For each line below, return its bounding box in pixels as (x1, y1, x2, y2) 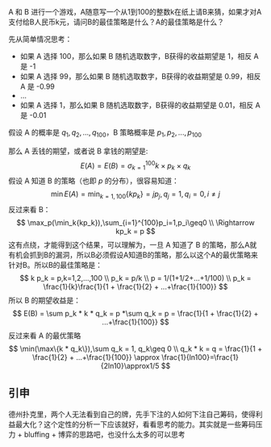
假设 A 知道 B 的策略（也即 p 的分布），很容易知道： (8, 176, 180, 186)
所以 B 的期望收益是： (8, 295, 81, 305)
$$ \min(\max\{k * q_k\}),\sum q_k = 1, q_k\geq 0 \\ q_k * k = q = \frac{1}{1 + (8, 344, 263, 353)
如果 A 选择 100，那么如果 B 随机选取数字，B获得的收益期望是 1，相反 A (19, 52, 260, 61)
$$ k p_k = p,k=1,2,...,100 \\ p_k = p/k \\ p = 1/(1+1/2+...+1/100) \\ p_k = (19, 274, 252, 283)
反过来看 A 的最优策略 (8, 331, 81, 340)
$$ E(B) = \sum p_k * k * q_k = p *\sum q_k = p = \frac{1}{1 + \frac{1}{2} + (12, 309, 259, 319)
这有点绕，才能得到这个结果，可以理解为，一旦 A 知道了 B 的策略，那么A (8, 240, 250, 250)
